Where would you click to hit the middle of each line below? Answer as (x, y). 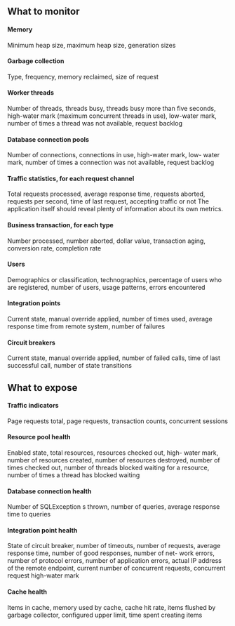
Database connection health (49, 491)
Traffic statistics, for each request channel (71, 178)
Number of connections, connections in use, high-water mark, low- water (114, 155)
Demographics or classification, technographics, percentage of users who (115, 279)
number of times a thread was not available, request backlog (95, 123)
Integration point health (42, 530)
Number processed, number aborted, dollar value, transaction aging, (106, 241)
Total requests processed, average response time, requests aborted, (106, 194)
